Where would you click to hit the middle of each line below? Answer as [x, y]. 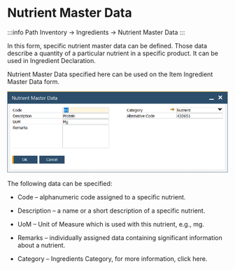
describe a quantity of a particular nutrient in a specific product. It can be [113, 53]
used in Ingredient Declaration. [51, 60]
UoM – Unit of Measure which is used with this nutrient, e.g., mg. [111, 224]
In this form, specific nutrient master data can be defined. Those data [107, 45]
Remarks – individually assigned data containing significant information [120, 237]
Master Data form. [34, 81]
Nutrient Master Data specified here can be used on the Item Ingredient [110, 74]
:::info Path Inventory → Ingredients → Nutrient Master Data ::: [96, 32]
